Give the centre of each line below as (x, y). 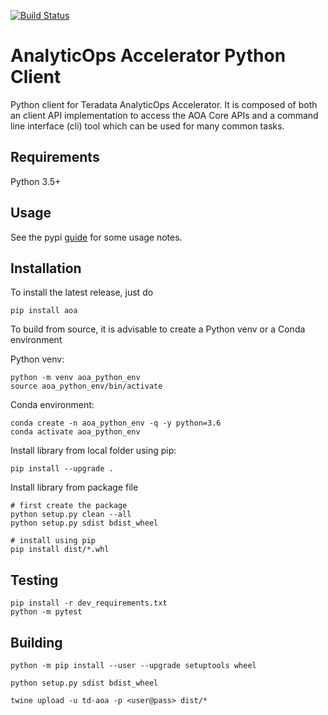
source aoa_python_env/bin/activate (86, 386)
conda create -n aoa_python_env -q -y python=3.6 (116, 423)
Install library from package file (74, 487)
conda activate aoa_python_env (75, 432)
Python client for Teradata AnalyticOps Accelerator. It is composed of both (164, 104)
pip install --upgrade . (62, 469)
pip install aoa (44, 311)
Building (36, 642)
